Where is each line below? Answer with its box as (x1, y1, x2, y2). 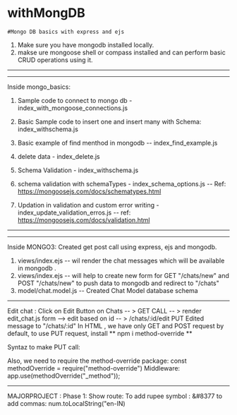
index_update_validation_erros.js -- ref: (17, 208, 131, 217)
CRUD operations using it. (17, 55, 93, 64)
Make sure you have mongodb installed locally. (17, 40, 154, 49)
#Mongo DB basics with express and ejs (7, 28, 125, 35)
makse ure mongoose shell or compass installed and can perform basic (17, 48, 226, 56)
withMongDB (7, 5, 86, 21)
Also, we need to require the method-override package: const (7, 356, 187, 365)
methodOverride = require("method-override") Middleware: (7, 363, 181, 372)
